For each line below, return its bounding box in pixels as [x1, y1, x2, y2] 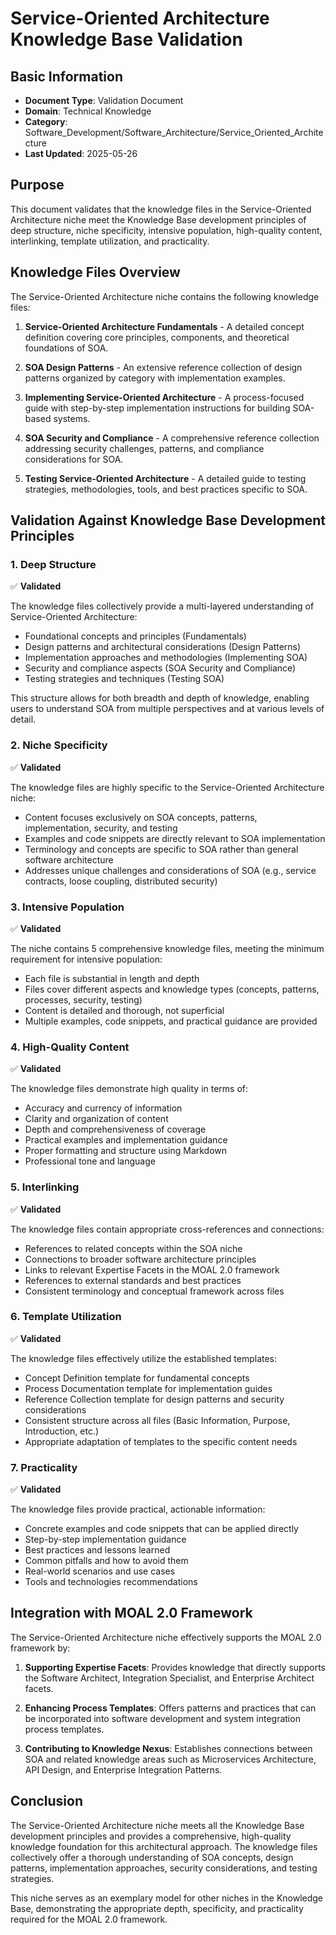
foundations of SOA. [24, 342, 109, 354]
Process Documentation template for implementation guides [24, 1382, 273, 1394]
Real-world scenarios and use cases [24, 1565, 176, 1577]
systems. [53, 412, 91, 424]
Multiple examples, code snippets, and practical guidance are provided [24, 1015, 318, 1027]
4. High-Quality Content [10, 1040, 130, 1054]
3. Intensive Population [10, 900, 125, 914]
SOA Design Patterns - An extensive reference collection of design [24, 361, 303, 373]
